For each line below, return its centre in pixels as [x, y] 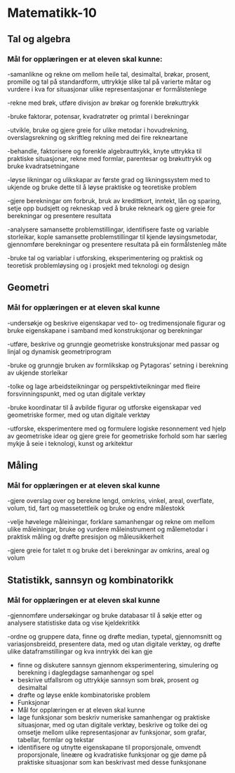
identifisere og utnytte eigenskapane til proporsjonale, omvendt [109, 747]
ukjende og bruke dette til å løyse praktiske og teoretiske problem [102, 187]
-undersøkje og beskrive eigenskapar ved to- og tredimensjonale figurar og [116, 323]
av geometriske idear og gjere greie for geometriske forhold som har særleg [117, 436]
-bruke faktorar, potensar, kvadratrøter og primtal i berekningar [98, 116]
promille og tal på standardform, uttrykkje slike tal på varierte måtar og [109, 82]
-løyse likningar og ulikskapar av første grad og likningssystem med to [109, 179]
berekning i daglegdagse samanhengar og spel [86, 672]
